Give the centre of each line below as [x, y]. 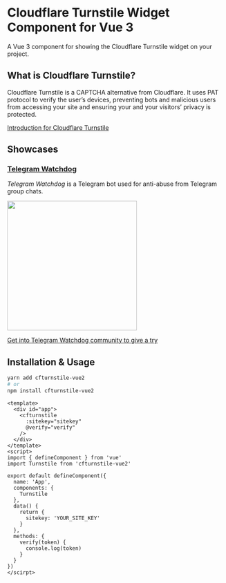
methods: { [29, 536]
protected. [22, 114]
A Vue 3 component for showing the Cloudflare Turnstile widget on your [110, 46]
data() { [26, 506]
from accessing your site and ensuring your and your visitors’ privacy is [109, 107]
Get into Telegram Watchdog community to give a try [82, 341]
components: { [34, 488]
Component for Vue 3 [70, 27]
